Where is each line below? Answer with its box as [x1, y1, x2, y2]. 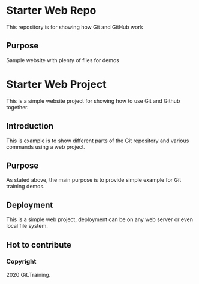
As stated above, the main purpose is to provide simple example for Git [6, 176, 182, 184]
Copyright [6, 258, 37, 266]
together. [6, 103, 29, 111]
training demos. [6, 183, 45, 190]
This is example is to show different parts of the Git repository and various [6, 137, 189, 144]
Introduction [6, 121, 54, 132]
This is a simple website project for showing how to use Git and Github [6, 97, 180, 105]
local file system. [6, 222, 48, 230]
